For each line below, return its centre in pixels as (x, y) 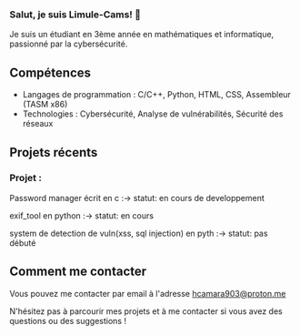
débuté (23, 243)
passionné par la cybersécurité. (69, 44)
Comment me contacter (78, 272)
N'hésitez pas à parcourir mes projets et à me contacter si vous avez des (146, 311)
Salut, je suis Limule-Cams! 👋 (75, 15)
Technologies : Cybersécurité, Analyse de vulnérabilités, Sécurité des (153, 114)
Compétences (50, 72)
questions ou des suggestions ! (68, 320)
